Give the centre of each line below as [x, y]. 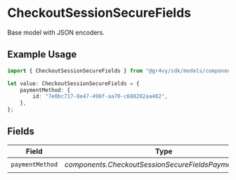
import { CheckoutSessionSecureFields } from [75, 71]
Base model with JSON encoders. [56, 32]
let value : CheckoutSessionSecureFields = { [73, 83]
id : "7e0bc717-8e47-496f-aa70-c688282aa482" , [100, 96]
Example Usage [42, 54]
